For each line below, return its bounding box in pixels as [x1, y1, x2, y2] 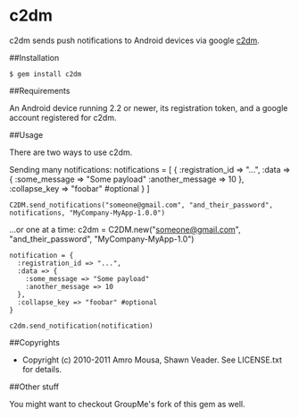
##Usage [9, 129, 44, 140]
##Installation [9, 52, 60, 63]
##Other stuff [9, 381, 60, 392]
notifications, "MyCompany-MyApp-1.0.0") [9, 208, 166, 218]
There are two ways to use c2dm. [9, 147, 133, 158]
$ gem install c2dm [9, 69, 82, 79]
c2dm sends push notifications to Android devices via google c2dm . [9, 35, 261, 46]
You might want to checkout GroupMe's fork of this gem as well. [9, 398, 245, 409]
